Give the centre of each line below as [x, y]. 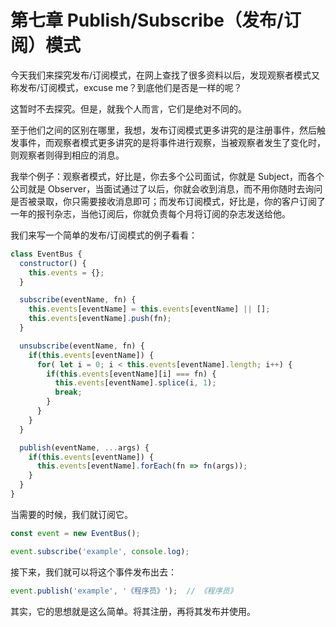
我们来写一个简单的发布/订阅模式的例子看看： [104, 235]
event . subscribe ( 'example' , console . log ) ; [100, 551]
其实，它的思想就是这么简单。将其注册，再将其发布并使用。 [133, 611]
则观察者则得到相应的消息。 [67, 155]
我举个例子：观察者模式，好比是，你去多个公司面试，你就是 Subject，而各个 [167, 176]
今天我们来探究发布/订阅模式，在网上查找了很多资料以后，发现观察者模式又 [165, 75]
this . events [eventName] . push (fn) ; [100, 319]
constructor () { [53, 263]
